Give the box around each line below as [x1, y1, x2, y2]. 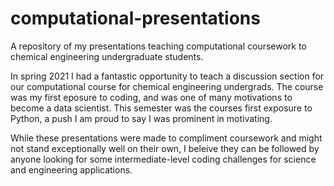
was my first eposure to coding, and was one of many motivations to [10, 91, 293, 103]
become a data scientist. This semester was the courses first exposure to [10, 102, 313, 114]
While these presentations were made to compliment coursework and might [10, 132, 323, 144]
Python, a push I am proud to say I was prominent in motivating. [10, 112, 273, 124]
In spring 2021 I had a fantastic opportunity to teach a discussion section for [10, 70, 325, 82]
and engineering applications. [10, 163, 133, 176]
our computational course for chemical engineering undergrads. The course [10, 80, 324, 92]
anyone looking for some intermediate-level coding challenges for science [10, 153, 317, 165]
